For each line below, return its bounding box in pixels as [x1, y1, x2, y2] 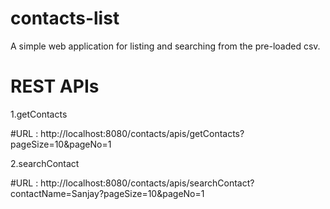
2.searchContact [10, 157, 80, 169]
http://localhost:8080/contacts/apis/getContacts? [40, 127, 245, 139]
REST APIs [10, 75, 100, 98]
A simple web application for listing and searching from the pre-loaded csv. [10, 40, 321, 52]
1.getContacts [10, 108, 68, 120]
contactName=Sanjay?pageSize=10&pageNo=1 [10, 187, 205, 199]
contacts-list [10, 7, 120, 30]
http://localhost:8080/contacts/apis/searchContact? [40, 177, 255, 189]
